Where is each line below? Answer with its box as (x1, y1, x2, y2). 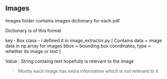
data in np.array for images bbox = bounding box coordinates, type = (5, 43, 151, 49)
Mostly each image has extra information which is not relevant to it (17, 68, 159, 74)
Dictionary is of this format (5, 28, 61, 34)
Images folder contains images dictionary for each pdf (5, 17, 120, 23)
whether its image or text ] (5, 48, 61, 54)
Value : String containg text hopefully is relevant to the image (5, 58, 134, 64)
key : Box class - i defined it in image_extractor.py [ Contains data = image (5, 37, 162, 43)
